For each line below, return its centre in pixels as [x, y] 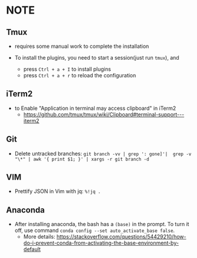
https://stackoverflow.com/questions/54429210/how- [121, 237]
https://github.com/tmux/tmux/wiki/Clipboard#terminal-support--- [104, 114]
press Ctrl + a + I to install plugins [67, 69]
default [32, 249]
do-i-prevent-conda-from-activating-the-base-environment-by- [101, 243]
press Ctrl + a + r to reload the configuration [80, 75]
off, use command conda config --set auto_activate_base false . [95, 230]
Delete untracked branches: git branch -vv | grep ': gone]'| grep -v [103, 154]
